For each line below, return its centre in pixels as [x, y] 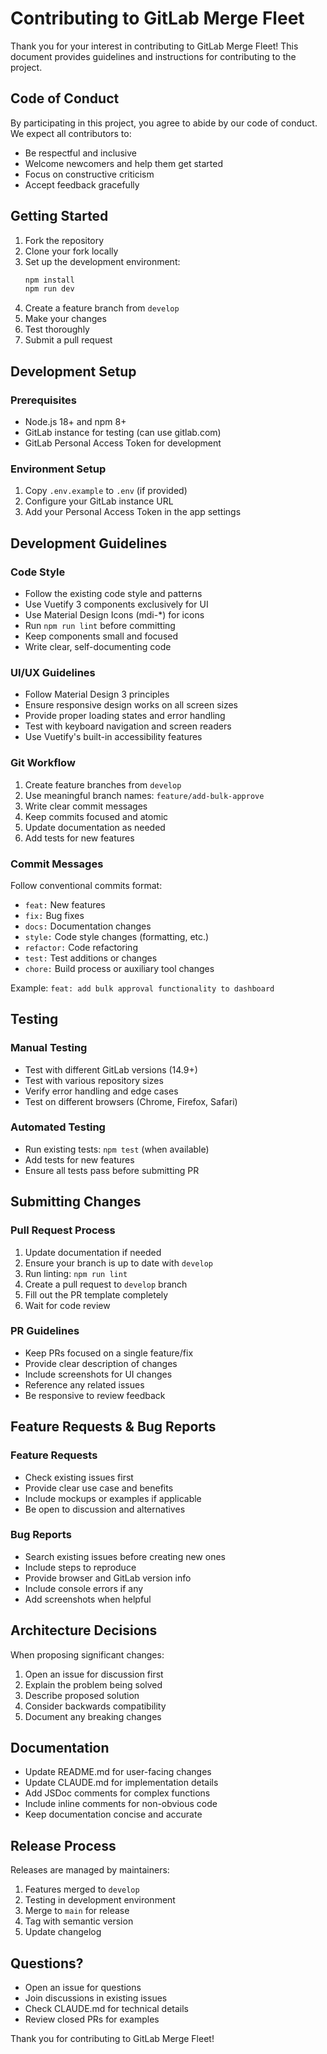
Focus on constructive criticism [89, 174]
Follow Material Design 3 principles [97, 694]
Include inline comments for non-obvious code [121, 1804]
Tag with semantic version [79, 1921]
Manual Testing [49, 1048]
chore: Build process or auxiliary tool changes [119, 968]
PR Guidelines [45, 1331]
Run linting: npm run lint [76, 1273]
